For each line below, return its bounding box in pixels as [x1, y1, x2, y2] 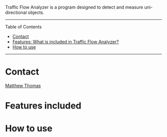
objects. [27, 9, 45, 15]
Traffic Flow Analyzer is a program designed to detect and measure [5, 4, 143, 10]
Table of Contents [5, 24, 42, 29]
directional [5, 9, 27, 15]
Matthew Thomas [5, 82, 41, 89]
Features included [5, 100, 82, 112]
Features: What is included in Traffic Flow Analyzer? [12, 39, 119, 44]
